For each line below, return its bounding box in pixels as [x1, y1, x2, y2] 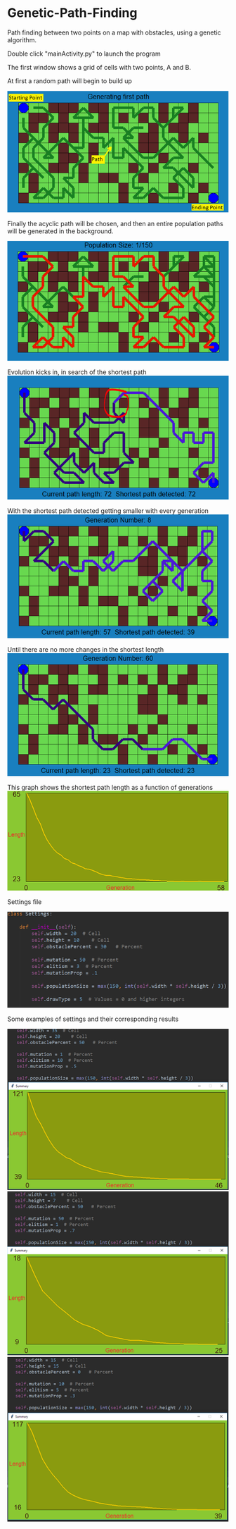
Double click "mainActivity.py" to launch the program [7, 49, 161, 58]
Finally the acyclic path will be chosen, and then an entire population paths [7, 220, 223, 228]
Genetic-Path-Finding [7, 5, 138, 21]
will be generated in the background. [7, 227, 114, 235]
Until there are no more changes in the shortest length [7, 645, 164, 653]
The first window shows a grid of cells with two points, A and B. [7, 63, 192, 71]
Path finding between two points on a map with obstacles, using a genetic [7, 28, 221, 37]
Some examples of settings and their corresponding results [7, 1015, 179, 1023]
